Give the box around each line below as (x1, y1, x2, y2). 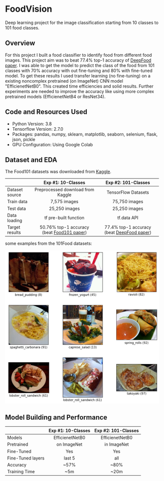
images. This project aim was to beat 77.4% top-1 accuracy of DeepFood (5, 57, 151, 63)
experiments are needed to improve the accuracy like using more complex (5, 88, 154, 94)
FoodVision (5, 3, 52, 15)
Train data (7, 199, 28, 205)
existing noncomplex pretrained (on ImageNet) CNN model (5, 78, 123, 84)
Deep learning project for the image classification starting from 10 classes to (5, 20, 159, 25)
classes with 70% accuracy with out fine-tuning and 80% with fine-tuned (5, 68, 153, 73)
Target (7, 224, 20, 230)
